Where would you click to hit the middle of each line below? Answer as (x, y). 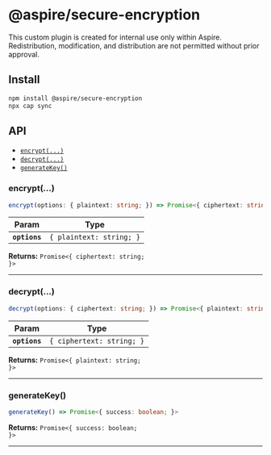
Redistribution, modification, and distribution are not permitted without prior (134, 45)
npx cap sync (30, 106)
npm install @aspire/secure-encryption (75, 98)
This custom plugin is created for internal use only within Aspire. (115, 37)
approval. (24, 54)
